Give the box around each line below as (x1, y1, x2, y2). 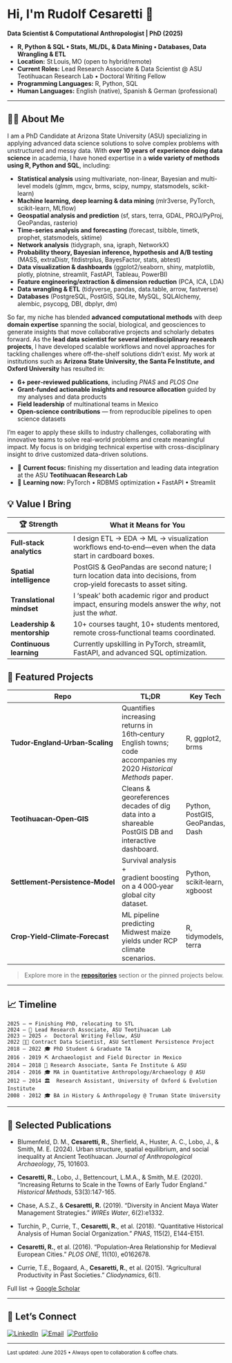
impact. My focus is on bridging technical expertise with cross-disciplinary (7, 442, 220, 451)
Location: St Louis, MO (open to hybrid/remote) (17, 57, 152, 65)
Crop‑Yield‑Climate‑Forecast (10, 932, 109, 941)
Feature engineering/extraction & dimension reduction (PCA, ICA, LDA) (17, 277, 224, 286)
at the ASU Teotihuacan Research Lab (17, 471, 128, 479)
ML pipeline (122, 910, 160, 920)
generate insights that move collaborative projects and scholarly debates (7, 327, 215, 336)
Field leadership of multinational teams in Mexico (17, 399, 159, 408)
